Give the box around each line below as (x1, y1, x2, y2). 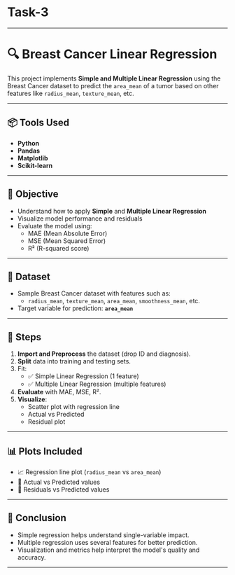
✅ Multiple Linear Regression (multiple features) (27, 380, 166, 389)
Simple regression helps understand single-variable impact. (17, 530, 190, 539)
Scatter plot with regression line (27, 403, 120, 411)
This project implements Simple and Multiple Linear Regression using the (7, 74, 221, 83)
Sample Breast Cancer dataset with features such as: (17, 289, 171, 298)
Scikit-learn (17, 161, 53, 169)
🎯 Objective (7, 188, 59, 200)
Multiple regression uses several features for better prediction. (17, 538, 198, 546)
